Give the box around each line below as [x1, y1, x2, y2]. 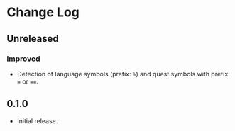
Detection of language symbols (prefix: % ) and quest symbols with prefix [16, 69, 229, 78]
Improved [6, 54, 40, 64]
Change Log [6, 4, 80, 21]
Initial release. [16, 116, 58, 125]
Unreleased [6, 33, 60, 45]
